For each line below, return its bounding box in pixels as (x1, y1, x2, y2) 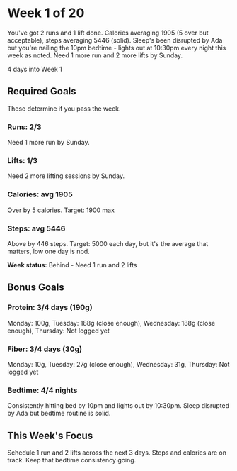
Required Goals (7, 85, 76, 97)
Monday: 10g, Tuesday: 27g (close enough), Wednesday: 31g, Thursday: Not (7, 360, 230, 368)
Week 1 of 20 (7, 5, 85, 21)
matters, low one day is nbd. (7, 247, 90, 255)
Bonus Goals (7, 282, 65, 294)
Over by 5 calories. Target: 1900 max (7, 206, 115, 214)
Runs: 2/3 (7, 122, 42, 132)
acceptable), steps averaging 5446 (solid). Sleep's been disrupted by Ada (7, 35, 223, 44)
